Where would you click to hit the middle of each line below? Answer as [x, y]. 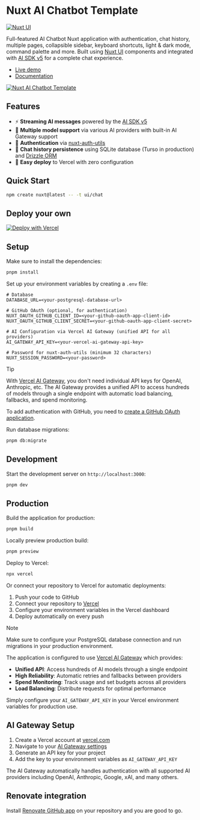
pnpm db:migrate [26, 440]
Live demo [28, 69]
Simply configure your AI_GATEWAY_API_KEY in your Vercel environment [92, 700]
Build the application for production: [50, 518]
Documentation [34, 76]
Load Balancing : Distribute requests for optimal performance [90, 688]
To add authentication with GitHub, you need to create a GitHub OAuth [93, 411]
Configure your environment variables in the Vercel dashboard [92, 610]
